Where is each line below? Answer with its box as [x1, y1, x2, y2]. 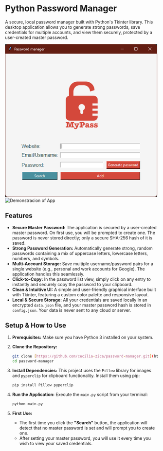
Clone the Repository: [12, 343, 57, 349]
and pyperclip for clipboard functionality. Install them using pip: [12, 373, 140, 379]
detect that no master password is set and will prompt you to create [19, 425, 155, 431]
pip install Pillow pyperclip [12, 383, 74, 388]
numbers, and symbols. [12, 255, 59, 261]
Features [5, 212, 33, 220]
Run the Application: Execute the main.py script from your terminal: [12, 392, 148, 397]
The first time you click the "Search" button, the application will [19, 420, 147, 426]
